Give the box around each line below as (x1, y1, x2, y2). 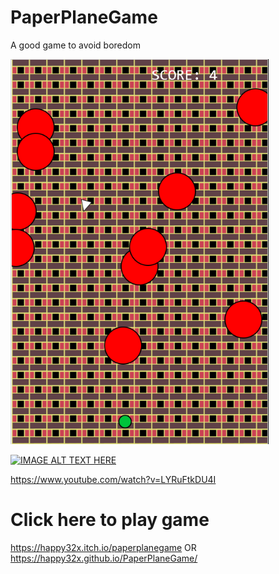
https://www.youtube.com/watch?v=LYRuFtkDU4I (10, 473, 217, 485)
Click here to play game (10, 509, 210, 531)
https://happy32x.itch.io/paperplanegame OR (10, 541, 197, 553)
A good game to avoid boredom (10, 39, 142, 51)
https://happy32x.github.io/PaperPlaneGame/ (10, 552, 198, 564)
